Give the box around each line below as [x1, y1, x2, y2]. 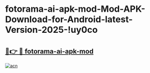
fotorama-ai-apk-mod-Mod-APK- [5, 3, 146, 15]
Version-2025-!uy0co [5, 24, 98, 35]
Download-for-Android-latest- [5, 14, 133, 25]
